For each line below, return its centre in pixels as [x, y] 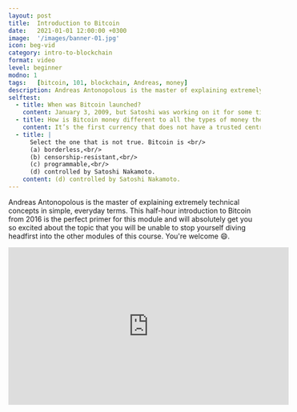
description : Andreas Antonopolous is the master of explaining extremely [136, 90]
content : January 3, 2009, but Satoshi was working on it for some [137, 113]
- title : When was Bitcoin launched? [78, 105]
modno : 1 [23, 75]
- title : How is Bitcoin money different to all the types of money [132, 120]
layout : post [30, 16]
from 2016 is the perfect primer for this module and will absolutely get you [130, 219]
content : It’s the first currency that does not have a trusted [132, 127]
